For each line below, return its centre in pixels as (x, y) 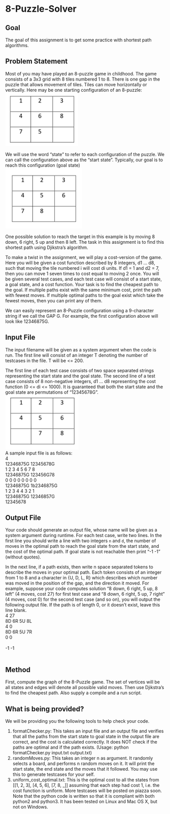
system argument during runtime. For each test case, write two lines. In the (84, 536)
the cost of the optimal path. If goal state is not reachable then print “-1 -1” (83, 552)
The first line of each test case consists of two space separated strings (80, 370)
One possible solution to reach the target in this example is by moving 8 (80, 236)
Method (18, 669)
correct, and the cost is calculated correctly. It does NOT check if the (85, 742)
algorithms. (17, 45)
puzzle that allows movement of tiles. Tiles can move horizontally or (76, 84)
